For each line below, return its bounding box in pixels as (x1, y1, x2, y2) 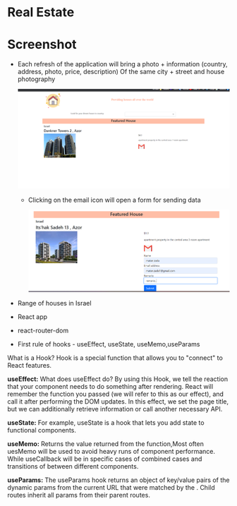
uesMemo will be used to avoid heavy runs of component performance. (7, 447, 216, 456)
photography (17, 75, 56, 83)
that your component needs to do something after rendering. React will (7, 382, 214, 391)
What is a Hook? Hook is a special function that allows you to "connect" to (7, 354, 224, 362)
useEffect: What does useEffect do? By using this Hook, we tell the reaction (7, 375, 228, 383)
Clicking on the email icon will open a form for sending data (28, 195, 201, 204)
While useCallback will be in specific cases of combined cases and (7, 454, 202, 463)
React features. (7, 361, 51, 370)
